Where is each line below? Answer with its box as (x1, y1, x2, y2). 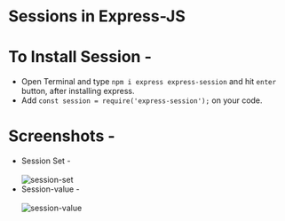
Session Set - (20, 155, 71, 166)
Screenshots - (8, 126, 116, 146)
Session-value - (20, 184, 81, 194)
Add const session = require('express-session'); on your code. (20, 95, 263, 106)
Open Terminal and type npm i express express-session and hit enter (20, 76, 277, 87)
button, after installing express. (20, 86, 135, 97)
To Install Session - (8, 47, 153, 67)
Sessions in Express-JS (8, 6, 186, 27)
